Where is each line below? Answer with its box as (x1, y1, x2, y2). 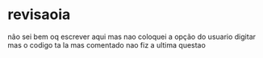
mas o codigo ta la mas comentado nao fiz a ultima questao (7, 40, 207, 49)
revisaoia (7, 6, 71, 24)
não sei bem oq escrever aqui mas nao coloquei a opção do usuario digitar (7, 32, 256, 41)
